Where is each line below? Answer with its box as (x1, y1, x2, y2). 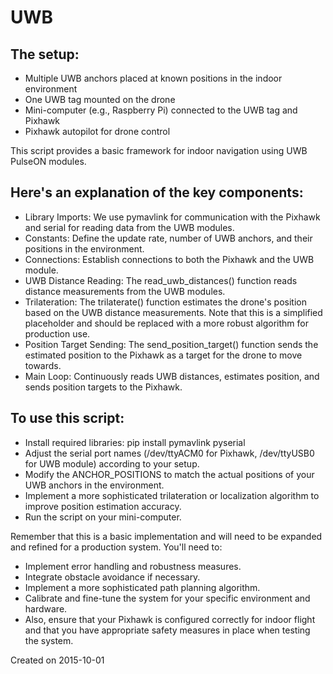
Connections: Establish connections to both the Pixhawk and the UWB (24, 253, 315, 265)
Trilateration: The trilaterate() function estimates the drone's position (24, 296, 307, 308)
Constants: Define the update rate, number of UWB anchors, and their (24, 232, 313, 244)
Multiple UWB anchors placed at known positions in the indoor (24, 72, 283, 84)
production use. (24, 327, 91, 340)
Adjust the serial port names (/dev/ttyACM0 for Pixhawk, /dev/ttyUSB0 (24, 447, 315, 459)
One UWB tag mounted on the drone (24, 94, 176, 105)
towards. (24, 359, 62, 371)
